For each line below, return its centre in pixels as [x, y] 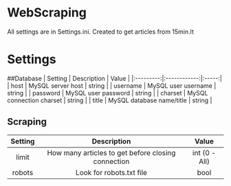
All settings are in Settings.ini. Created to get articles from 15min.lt [100, 32]
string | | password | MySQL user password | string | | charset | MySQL [108, 93]
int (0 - [204, 152]
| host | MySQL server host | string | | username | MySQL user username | [112, 85]
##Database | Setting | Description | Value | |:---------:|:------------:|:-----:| [114, 78]
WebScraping [47, 13]
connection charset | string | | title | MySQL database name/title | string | [110, 100]
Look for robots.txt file [111, 172]
